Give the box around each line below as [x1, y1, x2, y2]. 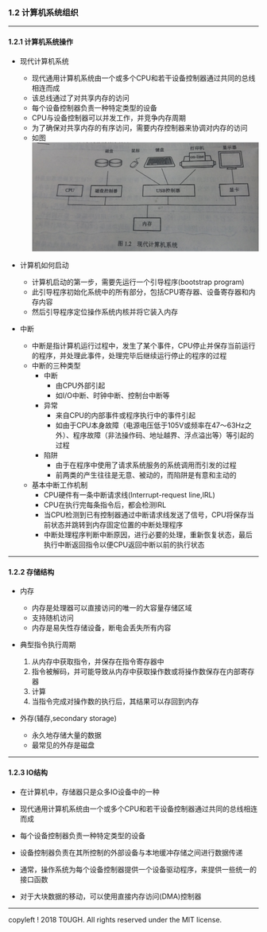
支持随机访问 [31, 613, 74, 622]
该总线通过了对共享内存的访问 [31, 93, 130, 103]
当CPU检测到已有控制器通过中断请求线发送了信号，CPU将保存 [43, 510, 248, 520]
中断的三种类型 [31, 361, 81, 371]
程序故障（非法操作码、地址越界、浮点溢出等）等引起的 [72, 431, 254, 440]
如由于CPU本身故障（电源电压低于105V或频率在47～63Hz [55, 420, 245, 431]
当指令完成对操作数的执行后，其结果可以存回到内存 [31, 696, 199, 706]
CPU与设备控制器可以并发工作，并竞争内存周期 [31, 113, 187, 123]
